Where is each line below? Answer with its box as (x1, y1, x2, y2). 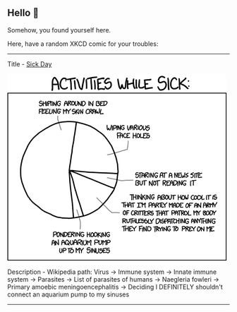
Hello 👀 (7, 7, 39, 19)
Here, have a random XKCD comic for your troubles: (7, 40, 159, 48)
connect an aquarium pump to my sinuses (7, 290, 130, 299)
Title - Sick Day (7, 59, 52, 68)
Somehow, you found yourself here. (7, 25, 111, 34)
